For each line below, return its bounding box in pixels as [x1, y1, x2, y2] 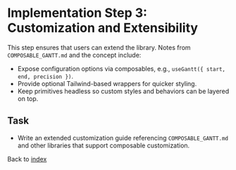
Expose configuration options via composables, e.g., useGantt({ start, [17, 64, 225, 73]
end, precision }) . [17, 72, 74, 80]
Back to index [7, 154, 47, 163]
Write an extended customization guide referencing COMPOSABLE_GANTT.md [17, 133, 229, 142]
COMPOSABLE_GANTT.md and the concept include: [7, 51, 142, 59]
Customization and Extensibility [7, 20, 199, 36]
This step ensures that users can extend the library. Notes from [7, 43, 192, 51]
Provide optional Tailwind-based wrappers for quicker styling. [17, 79, 197, 87]
